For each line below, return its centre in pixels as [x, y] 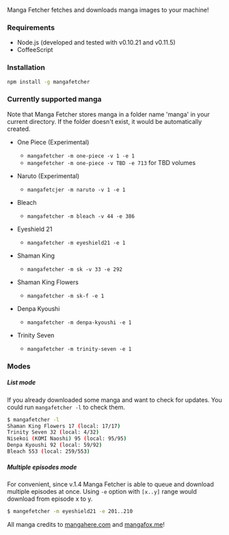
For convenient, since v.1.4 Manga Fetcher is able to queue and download [110, 484]
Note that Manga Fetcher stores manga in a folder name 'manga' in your [109, 114]
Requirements [31, 27]
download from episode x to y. [50, 499]
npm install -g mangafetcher [49, 82]
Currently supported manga [54, 99]
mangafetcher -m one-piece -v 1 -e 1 [81, 156]
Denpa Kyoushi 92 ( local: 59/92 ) [55, 445]
